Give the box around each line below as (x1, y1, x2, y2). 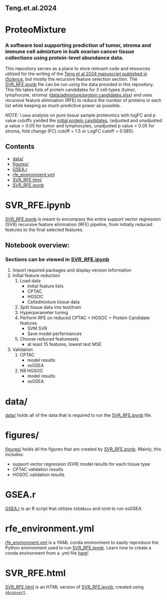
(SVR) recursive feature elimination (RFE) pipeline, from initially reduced (5, 221, 153, 227)
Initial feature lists (27, 283, 64, 289)
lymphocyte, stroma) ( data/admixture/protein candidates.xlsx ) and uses (5, 92, 153, 98)
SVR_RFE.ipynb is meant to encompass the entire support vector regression (5, 216, 161, 222)
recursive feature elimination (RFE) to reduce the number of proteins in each (5, 97, 162, 103)
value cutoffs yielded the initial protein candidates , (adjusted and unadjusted (5, 117, 163, 123)
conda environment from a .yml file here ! (5, 550, 89, 556)
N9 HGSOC (19, 368, 43, 374)
